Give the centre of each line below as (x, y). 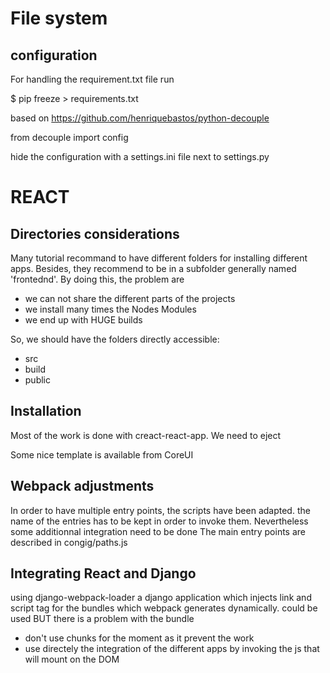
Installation (46, 411)
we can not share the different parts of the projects (130, 298)
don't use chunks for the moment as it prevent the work (139, 638)
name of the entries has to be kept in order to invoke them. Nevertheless (159, 521)
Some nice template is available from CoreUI (102, 454)
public (37, 380)
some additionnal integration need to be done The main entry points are (158, 531)
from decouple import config (69, 137)
